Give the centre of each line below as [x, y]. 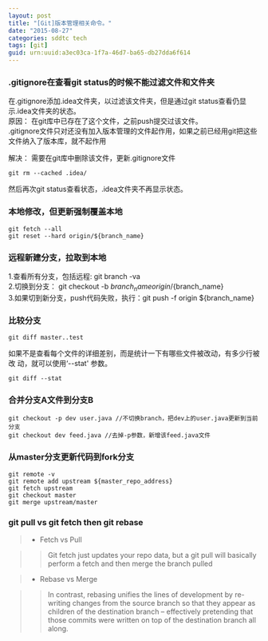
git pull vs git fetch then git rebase [76, 522]
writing [59, 603]
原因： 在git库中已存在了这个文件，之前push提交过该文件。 [106, 121]
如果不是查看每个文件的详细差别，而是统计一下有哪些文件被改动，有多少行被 [134, 353]
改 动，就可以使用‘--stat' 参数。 [60, 363]
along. [58, 628]
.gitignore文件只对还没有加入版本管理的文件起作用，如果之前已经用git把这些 [133, 131]
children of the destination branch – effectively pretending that [150, 611]
